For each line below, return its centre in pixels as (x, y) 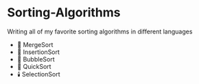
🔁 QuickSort (34, 66)
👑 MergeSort (35, 44)
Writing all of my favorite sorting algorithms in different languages (100, 31)
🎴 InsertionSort (38, 52)
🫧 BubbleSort (36, 59)
